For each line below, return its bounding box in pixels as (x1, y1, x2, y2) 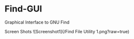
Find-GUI (4, 3, 42, 14)
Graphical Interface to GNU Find (4, 19, 70, 25)
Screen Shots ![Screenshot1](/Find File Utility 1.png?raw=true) (4, 28, 130, 34)
